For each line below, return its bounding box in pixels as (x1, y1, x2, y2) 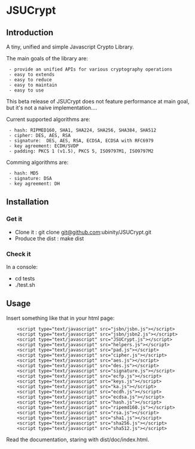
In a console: (6, 263, 38, 270)
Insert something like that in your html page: (6, 314, 115, 322)
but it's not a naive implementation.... (6, 104, 97, 111)
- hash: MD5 (8, 170, 39, 176)
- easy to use (8, 87, 44, 93)
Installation (6, 197, 49, 207)
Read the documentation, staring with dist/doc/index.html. (6, 436, 150, 443)
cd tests (14, 274, 35, 282)
